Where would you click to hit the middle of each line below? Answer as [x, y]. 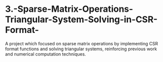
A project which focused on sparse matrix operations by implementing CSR [81, 43]
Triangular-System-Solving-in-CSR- [81, 19]
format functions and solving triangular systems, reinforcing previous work [81, 49]
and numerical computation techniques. [46, 54]
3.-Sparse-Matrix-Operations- [69, 9]
